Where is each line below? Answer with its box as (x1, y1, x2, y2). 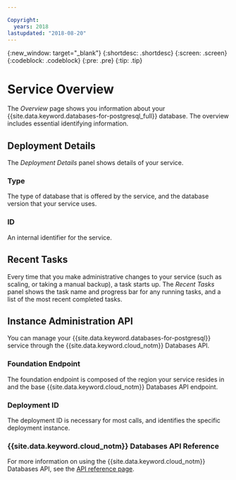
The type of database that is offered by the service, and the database (7, 192, 209, 201)
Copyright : (7, 16, 39, 23)
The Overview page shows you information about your (7, 104, 166, 113)
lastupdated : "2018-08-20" (7, 30, 87, 37)
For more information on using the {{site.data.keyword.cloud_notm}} (7, 457, 206, 466)
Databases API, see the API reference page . (7, 464, 135, 473)
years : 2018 (13, 23, 49, 30)
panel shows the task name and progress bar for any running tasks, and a (7, 287, 221, 296)
